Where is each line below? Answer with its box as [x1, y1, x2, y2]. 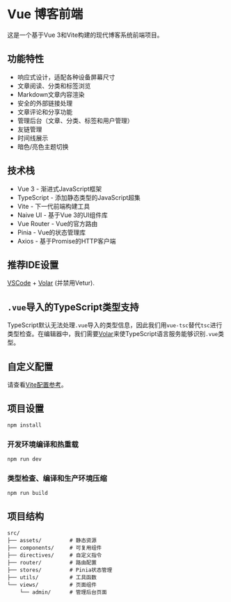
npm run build [7, 490, 49, 497]
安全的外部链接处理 [17, 99, 73, 107]
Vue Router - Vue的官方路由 [17, 219, 98, 228]
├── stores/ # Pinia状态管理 [7, 567, 113, 573]
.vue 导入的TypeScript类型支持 [7, 301, 139, 313]
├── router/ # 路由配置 [7, 559, 97, 566]
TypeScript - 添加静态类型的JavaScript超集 [17, 193, 141, 202]
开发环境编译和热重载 [7, 439, 79, 449]
